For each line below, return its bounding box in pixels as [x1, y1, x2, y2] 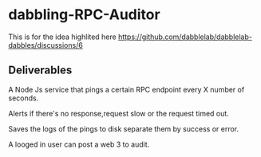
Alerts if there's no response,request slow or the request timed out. [8, 108, 229, 118]
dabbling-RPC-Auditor [8, 6, 161, 24]
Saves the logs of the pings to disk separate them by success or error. [8, 124, 239, 133]
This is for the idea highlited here [8, 32, 117, 41]
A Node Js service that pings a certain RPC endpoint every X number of [8, 84, 245, 94]
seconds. [8, 93, 39, 103]
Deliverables [8, 64, 73, 77]
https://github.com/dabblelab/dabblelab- [118, 32, 253, 41]
